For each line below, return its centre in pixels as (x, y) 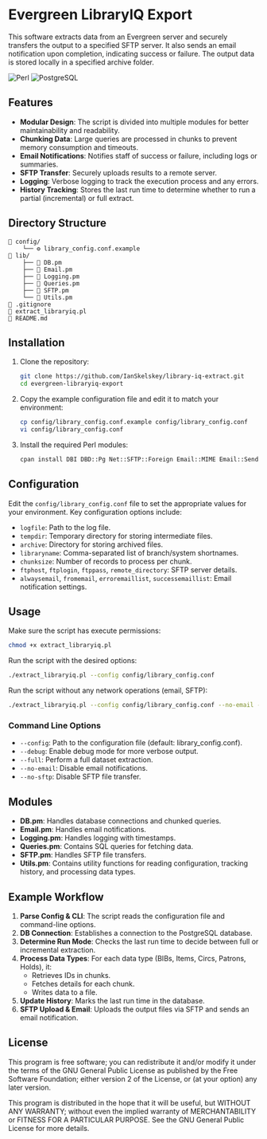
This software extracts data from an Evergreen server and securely (118, 37)
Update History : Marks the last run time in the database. (112, 1000)
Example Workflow (56, 897)
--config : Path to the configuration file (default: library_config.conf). (131, 743)
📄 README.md (28, 318)
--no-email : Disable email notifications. (84, 768)
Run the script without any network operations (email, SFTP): (108, 690)
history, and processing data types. (77, 872)
